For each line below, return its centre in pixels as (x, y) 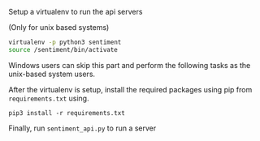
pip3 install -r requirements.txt (67, 113)
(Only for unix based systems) (59, 27)
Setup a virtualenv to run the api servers (76, 12)
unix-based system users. (52, 74)
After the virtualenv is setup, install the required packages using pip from (130, 89)
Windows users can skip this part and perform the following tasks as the (130, 65)
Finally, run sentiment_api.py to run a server (82, 128)
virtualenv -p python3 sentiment (65, 42)
